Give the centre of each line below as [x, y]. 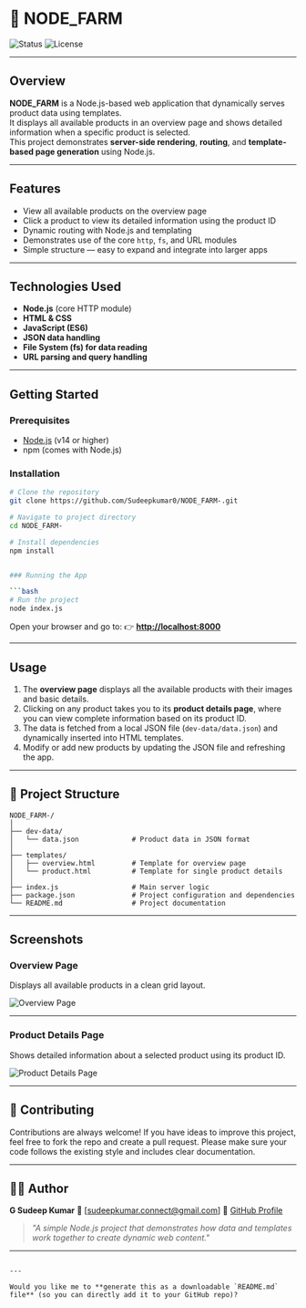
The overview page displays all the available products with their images [158, 689]
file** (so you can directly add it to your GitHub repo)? [124, 1295]
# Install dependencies [55, 542]
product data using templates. [66, 112]
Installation [35, 473]
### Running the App [49, 575]
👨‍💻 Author [39, 1188]
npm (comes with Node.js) [72, 450]
